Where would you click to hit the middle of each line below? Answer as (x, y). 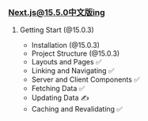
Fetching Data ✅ (58, 89)
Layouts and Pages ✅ (66, 62)
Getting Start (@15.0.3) (57, 30)
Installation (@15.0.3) (66, 46)
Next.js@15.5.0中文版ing (57, 12)
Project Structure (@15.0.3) (76, 53)
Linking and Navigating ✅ (73, 71)
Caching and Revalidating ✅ (77, 109)
